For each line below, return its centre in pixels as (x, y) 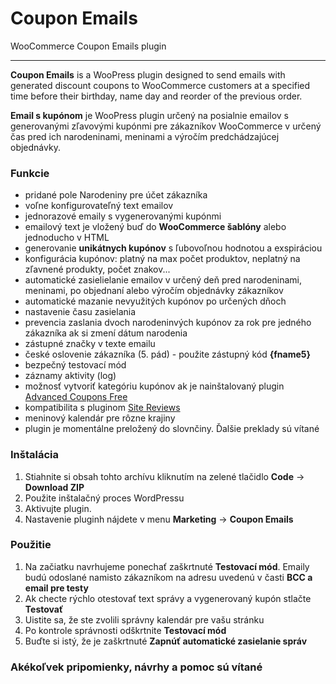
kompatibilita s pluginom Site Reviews (102, 408)
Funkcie (30, 173)
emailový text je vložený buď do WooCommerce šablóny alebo (155, 227)
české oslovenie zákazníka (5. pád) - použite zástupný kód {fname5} (168, 354)
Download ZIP (54, 487)
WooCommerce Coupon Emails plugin (88, 46)
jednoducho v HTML (67, 238)
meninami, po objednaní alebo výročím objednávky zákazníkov (154, 291)
